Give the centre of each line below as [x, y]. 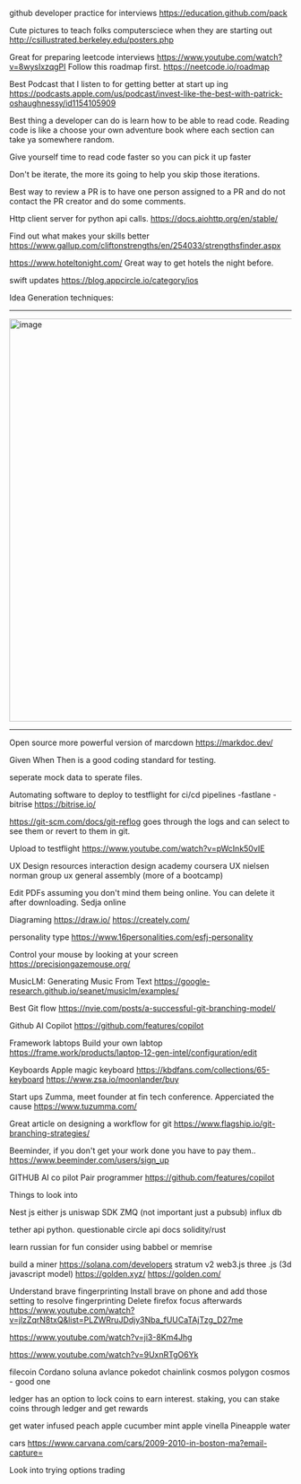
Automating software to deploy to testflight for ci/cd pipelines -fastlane [140, 794]
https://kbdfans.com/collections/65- [203, 1070]
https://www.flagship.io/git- [224, 1124]
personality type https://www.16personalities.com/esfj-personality [131, 937]
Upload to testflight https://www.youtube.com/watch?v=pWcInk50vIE [137, 848]
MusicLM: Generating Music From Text [81, 981]
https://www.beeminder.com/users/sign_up [89, 1160]
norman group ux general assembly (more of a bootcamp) [116, 875]
